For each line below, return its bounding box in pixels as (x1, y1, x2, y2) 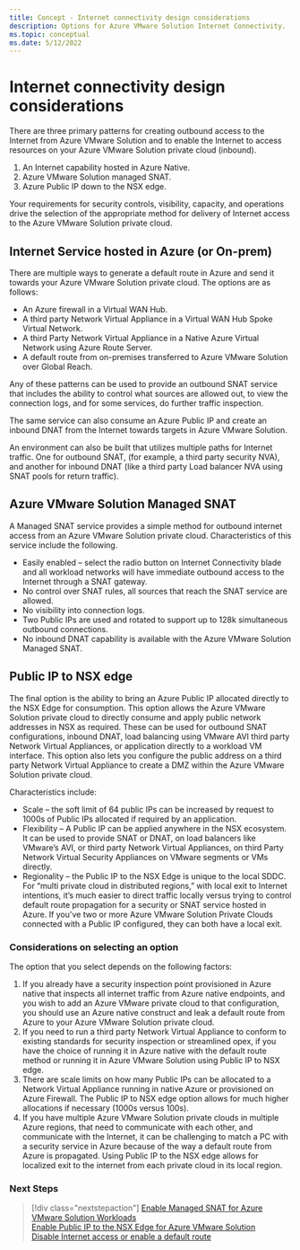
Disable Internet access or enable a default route (30, 1231, 212, 1242)
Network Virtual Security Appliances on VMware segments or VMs (21, 851, 269, 862)
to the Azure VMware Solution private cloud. (9, 217, 173, 229)
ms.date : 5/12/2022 (9, 38, 82, 48)
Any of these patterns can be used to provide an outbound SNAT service (9, 379, 278, 389)
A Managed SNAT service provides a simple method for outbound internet (9, 520, 283, 531)
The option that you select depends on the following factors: (9, 961, 233, 972)
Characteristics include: (9, 787, 97, 797)
